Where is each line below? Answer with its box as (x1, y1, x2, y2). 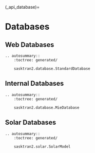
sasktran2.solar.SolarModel (14, 144, 71, 149)
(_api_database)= (5, 4, 40, 10)
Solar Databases (5, 118, 57, 127)
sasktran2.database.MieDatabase (14, 105, 79, 110)
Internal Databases (5, 79, 64, 88)
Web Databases (5, 40, 55, 49)
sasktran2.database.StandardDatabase (14, 66, 91, 71)
